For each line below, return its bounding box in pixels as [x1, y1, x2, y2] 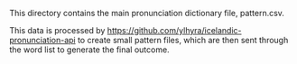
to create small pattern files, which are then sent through [77, 35, 289, 45]
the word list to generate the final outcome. [9, 44, 170, 55]
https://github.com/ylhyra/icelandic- [107, 25, 242, 35]
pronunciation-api [9, 35, 76, 45]
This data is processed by [9, 25, 106, 35]
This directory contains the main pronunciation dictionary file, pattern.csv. [9, 8, 284, 18]
